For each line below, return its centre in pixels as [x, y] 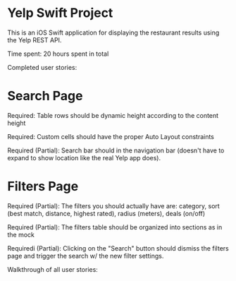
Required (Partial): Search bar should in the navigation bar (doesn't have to [116, 150]
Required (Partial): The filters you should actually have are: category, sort [113, 205]
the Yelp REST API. [35, 40]
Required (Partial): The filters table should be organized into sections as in [115, 227]
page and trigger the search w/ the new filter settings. [86, 256]
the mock [21, 234]
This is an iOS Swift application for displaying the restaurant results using [113, 32]
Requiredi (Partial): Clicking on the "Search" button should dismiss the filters [118, 248]
